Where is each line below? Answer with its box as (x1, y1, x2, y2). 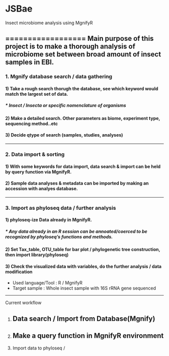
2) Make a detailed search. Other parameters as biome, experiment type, (5, 115, 160, 121)
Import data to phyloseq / (12, 345, 65, 351)
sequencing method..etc (5, 121, 58, 127)
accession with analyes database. (5, 186, 78, 192)
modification (5, 268, 33, 275)
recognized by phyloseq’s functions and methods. (5, 233, 113, 240)
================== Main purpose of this (5, 34, 154, 43)
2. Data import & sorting (5, 151, 65, 158)
